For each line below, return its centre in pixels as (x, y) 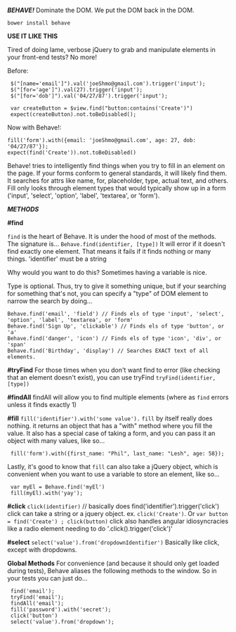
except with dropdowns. (42, 550)
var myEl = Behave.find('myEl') (58, 487)
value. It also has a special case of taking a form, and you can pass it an (111, 433)
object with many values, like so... (56, 441)
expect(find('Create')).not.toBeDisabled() (72, 153)
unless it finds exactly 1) (42, 405)
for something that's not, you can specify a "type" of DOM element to (108, 294)
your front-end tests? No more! (52, 57)
